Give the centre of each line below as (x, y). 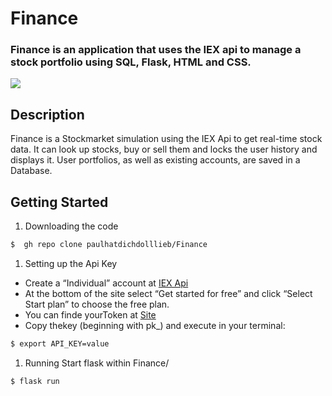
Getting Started (59, 202)
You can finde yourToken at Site (90, 314)
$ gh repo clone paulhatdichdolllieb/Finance (109, 245)
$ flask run (35, 381)
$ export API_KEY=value (60, 343)
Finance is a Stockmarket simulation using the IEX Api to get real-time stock (166, 139)
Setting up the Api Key (71, 263)
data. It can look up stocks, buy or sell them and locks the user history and (164, 149)
